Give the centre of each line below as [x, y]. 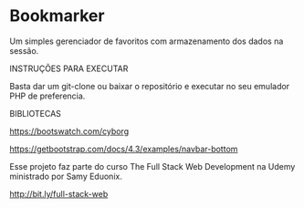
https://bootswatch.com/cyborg [69, 131]
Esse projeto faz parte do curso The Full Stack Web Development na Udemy [152, 166]
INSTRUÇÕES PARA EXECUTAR [69, 68]
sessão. [24, 50]
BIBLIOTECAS [36, 113]
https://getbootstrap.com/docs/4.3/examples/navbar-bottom [124, 149]
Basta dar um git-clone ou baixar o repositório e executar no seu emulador [150, 86]
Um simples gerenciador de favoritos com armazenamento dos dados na [147, 41]
